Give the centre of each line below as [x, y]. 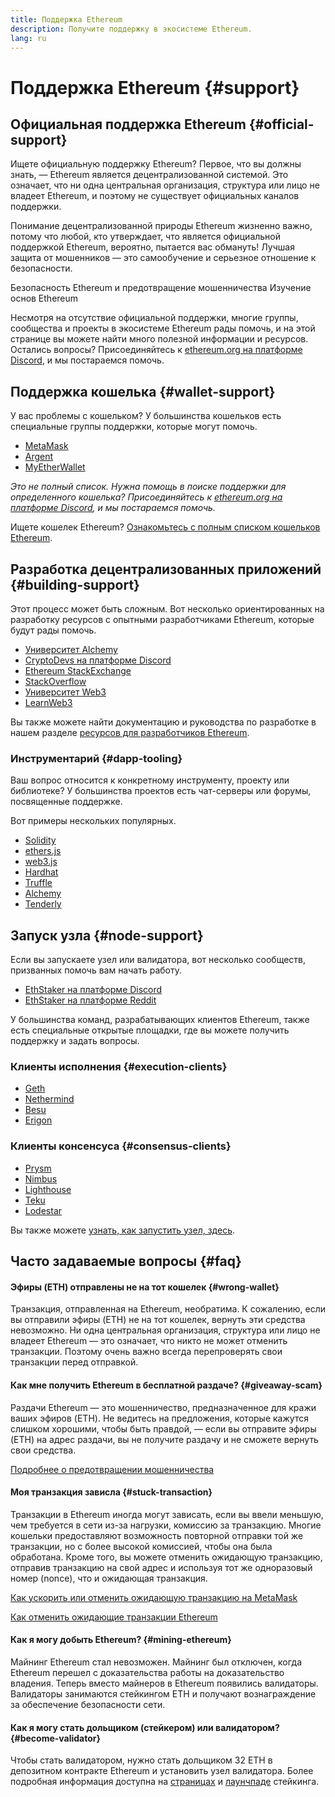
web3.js [41, 862]
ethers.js [43, 851]
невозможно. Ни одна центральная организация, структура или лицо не [165, 1330]
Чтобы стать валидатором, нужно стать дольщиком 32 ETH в [141, 1760]
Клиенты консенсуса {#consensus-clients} [121, 1146]
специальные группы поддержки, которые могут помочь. [134, 427]
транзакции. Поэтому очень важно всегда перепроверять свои [146, 1352]
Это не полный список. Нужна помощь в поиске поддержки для [148, 487]
